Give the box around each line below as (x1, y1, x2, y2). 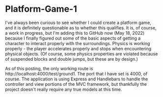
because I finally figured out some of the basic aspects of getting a (5, 35, 141, 41)
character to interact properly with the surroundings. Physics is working (5, 40, 150, 46)
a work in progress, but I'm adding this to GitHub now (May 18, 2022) (5, 30, 145, 36)
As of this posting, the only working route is (5, 65, 93, 72)
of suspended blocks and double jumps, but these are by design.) (5, 56, 138, 62)
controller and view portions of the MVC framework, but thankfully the (5, 81, 147, 87)
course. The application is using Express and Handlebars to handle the (5, 76, 148, 82)
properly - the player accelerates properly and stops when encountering (5, 46, 152, 51)
